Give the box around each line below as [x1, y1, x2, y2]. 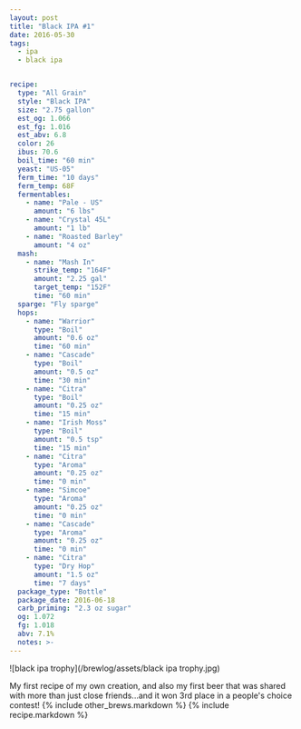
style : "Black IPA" [17, 96, 92, 105]
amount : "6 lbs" [33, 206, 95, 216]
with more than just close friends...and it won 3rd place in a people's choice [9, 690, 293, 701]
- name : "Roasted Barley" [25, 232, 124, 241]
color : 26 [17, 139, 54, 148]
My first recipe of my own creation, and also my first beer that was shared [9, 680, 286, 691]
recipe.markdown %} [9, 709, 89, 720]
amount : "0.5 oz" [33, 367, 100, 376]
